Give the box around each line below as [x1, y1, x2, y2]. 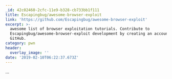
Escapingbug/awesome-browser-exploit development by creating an [10, 31, 153, 36]
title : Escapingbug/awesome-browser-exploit [5, 12, 102, 17]
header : [5, 45, 22, 50]
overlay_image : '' [10, 50, 50, 55]
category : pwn [5, 41, 36, 46]
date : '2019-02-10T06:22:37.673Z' [5, 55, 79, 60]
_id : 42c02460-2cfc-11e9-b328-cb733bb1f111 [5, 7, 100, 13]
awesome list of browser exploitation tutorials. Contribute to [10, 27, 150, 32]
